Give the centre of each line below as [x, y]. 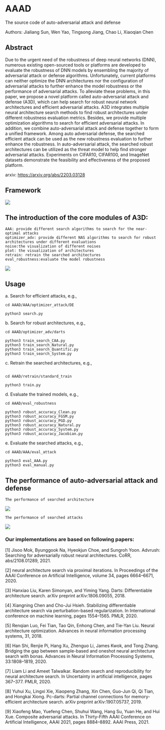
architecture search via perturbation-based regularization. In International [80, 611]
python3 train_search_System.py [38, 354]
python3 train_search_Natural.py [40, 345]
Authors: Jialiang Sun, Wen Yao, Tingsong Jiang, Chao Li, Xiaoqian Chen [79, 32]
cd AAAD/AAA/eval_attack [31, 452]
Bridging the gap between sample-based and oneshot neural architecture [80, 651]
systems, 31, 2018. [24, 636]
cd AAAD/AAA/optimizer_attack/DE [40, 305]
